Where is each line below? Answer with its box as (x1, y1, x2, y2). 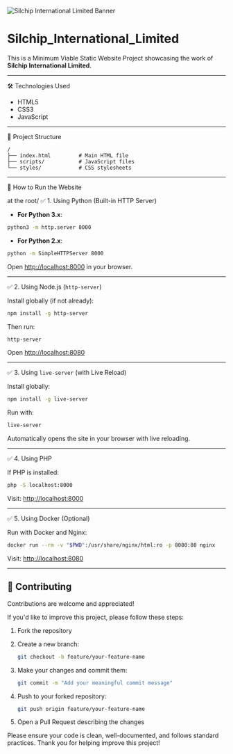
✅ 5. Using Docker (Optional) (7, 515, 90, 523)
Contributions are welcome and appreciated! (7, 599, 135, 608)
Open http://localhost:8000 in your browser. (7, 262, 133, 271)
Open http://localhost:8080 (7, 348, 85, 357)
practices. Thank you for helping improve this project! (7, 739, 161, 747)
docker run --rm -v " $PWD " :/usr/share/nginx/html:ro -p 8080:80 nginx (7, 542, 216, 549)
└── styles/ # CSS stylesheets (7, 164, 132, 171)
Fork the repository (17, 626, 73, 634)
